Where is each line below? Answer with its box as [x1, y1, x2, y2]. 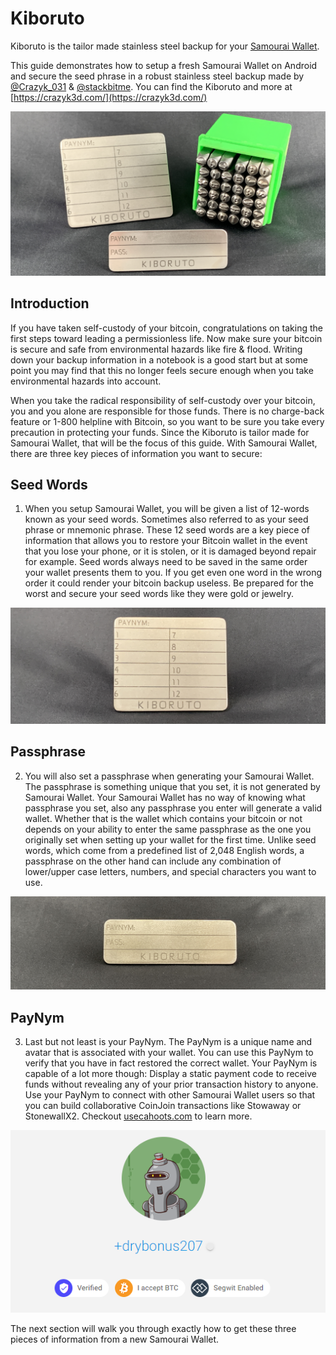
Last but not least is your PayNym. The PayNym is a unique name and [24, 1036, 313, 1048]
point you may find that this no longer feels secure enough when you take [10, 364, 314, 376]
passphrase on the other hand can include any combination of [24, 855, 282, 867]
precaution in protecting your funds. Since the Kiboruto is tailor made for [10, 426, 310, 438]
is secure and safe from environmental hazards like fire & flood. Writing [10, 343, 303, 355]
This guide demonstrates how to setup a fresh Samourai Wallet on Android [10, 59, 318, 71]
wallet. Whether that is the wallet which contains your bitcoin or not [24, 812, 303, 824]
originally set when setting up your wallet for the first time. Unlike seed [24, 833, 317, 846]
